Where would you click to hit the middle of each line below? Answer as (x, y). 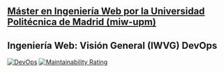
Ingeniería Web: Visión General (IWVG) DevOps (112, 45)
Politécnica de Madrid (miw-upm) (82, 22)
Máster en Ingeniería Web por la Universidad (106, 11)
